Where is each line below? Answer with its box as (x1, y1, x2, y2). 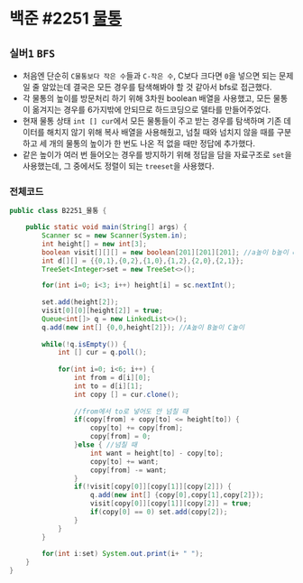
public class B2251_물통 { (9, 207, 107, 216)
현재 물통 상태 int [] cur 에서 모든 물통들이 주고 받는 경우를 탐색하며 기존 (22, 116, 282, 126)
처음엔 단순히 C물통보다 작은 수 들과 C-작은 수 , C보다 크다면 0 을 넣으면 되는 (22, 70, 277, 81)
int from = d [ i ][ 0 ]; (73, 374, 151, 383)
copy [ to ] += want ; (89, 457, 160, 466)
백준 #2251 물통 (9, 8, 123, 29)
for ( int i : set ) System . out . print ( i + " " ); (41, 550, 204, 559)
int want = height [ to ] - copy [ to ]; (89, 449, 224, 458)
